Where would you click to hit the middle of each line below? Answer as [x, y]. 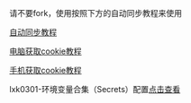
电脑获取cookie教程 [46, 51]
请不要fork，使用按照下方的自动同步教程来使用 [96, 13]
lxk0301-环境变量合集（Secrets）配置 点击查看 [95, 89]
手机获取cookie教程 [46, 70]
